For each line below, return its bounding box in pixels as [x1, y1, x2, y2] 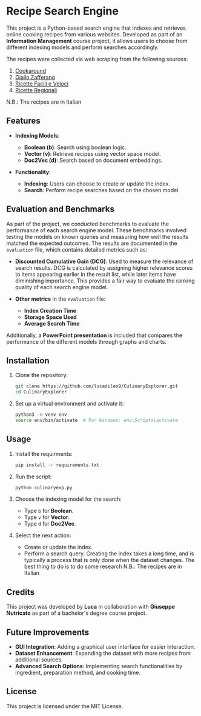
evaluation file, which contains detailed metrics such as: [6, 246, 148, 253]
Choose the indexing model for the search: [15, 495, 122, 503]
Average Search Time [24, 320, 80, 327]
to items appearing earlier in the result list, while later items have [15, 270, 176, 278]
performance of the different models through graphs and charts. [6, 338, 166, 345]
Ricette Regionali [15, 86, 58, 93]
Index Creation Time [24, 307, 77, 314]
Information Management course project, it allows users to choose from [6, 37, 188, 44]
